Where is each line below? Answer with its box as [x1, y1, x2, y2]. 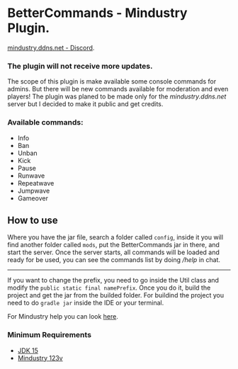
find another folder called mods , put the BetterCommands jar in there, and [7, 241, 220, 249]
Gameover [17, 193, 48, 203]
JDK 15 [17, 346, 39, 355]
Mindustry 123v [17, 353, 63, 362]
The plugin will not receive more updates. [7, 61, 153, 71]
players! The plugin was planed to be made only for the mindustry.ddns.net [7, 92, 227, 101]
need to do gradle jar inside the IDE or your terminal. [7, 299, 164, 307]
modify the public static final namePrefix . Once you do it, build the [7, 283, 211, 292]
